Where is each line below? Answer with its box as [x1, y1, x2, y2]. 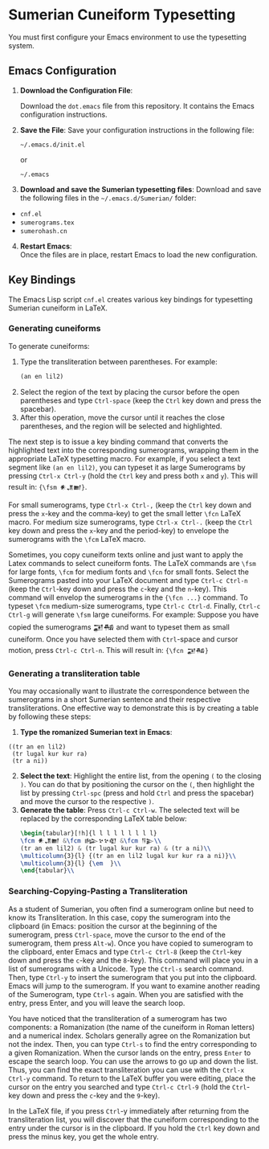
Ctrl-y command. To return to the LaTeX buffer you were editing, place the [8, 1073, 256, 1083]
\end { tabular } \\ [19, 867, 75, 875]
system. [8, 40, 35, 50]
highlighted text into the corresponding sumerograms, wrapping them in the [8, 445, 259, 455]
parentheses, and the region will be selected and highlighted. [19, 421, 222, 431]
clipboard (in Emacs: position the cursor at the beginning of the [8, 921, 218, 930]
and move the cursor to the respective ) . [19, 797, 154, 806]
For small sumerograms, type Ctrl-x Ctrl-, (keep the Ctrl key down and [8, 500, 251, 510]
